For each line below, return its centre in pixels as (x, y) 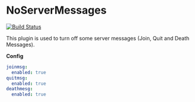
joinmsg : (17, 67)
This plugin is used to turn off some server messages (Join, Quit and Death (98, 38)
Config (15, 56)
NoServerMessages (56, 10)
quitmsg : (17, 78)
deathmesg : (20, 89)
